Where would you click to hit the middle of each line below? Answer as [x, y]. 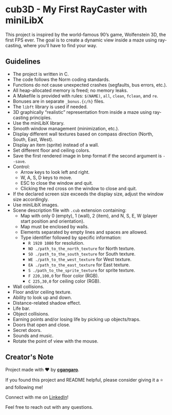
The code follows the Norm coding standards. [61, 79]
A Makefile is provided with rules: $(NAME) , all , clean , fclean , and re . [85, 95]
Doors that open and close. [41, 325]
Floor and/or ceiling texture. [42, 292]
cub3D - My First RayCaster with [76, 9]
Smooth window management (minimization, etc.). [66, 128]
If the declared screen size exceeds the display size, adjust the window [88, 194]
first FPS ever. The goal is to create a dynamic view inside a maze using [81, 40]
